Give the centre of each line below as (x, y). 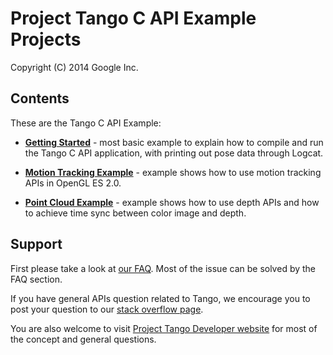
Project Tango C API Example (133, 18)
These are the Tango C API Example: (86, 123)
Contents (40, 98)
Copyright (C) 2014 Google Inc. (74, 67)
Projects (46, 39)
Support (36, 244)
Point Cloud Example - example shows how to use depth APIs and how (172, 202)
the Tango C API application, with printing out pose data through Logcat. (174, 153)
